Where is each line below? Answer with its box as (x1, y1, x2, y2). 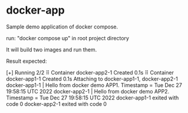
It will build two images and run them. (6, 46, 97, 53)
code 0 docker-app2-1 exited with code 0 (6, 100, 107, 107)
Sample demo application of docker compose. (6, 23, 118, 30)
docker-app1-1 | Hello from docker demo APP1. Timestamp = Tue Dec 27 (6, 81, 183, 89)
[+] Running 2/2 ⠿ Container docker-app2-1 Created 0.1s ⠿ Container (6, 69, 174, 76)
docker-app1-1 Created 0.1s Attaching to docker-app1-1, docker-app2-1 (6, 75, 178, 82)
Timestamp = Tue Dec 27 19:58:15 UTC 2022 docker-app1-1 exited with (6, 94, 179, 101)
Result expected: (6, 57, 47, 64)
